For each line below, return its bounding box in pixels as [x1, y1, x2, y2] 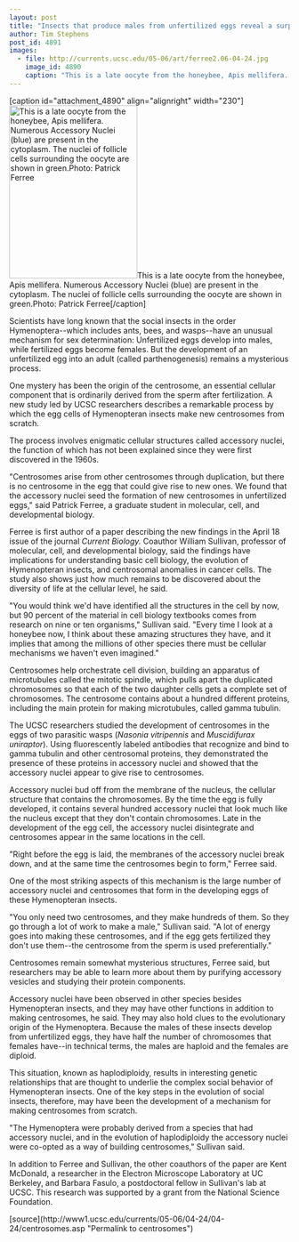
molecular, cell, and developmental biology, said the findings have [9, 544, 251, 556]
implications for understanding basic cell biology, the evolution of [9, 554, 249, 565]
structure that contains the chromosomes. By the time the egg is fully [9, 794, 263, 804]
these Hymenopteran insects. [9, 894, 117, 905]
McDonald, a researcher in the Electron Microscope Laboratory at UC [9, 1167, 264, 1179]
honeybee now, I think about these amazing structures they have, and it [9, 628, 271, 639]
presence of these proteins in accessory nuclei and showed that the [9, 757, 259, 768]
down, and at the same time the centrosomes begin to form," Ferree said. [9, 858, 278, 868]
